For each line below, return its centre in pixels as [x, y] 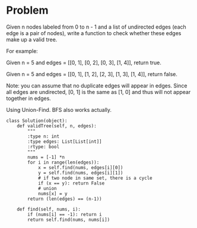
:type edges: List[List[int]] [65, 141]
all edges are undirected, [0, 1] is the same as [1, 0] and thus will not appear [99, 92]
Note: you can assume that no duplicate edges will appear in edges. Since [97, 85]
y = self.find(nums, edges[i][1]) [80, 173]
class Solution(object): [37, 121]
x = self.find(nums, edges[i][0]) [80, 167]
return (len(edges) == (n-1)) [65, 199]
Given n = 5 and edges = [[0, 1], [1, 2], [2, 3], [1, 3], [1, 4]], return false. [92, 74]
